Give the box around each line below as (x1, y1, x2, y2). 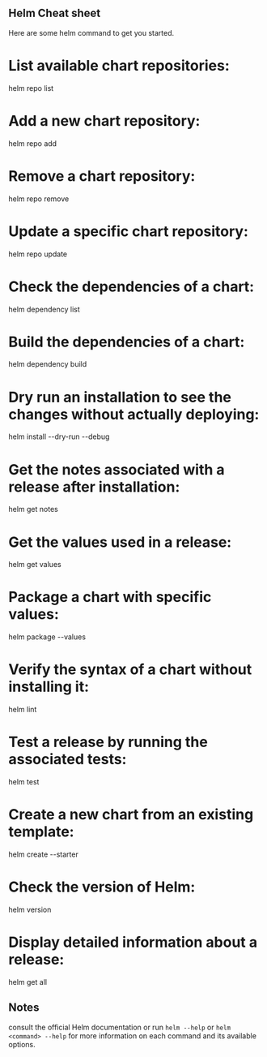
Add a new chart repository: (8, 111, 201, 130)
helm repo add (8, 138, 57, 148)
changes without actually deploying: (8, 405, 260, 423)
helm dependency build (8, 359, 87, 369)
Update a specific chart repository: (8, 222, 249, 240)
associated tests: (8, 750, 127, 769)
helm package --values (8, 632, 87, 642)
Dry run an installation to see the (8, 388, 232, 406)
